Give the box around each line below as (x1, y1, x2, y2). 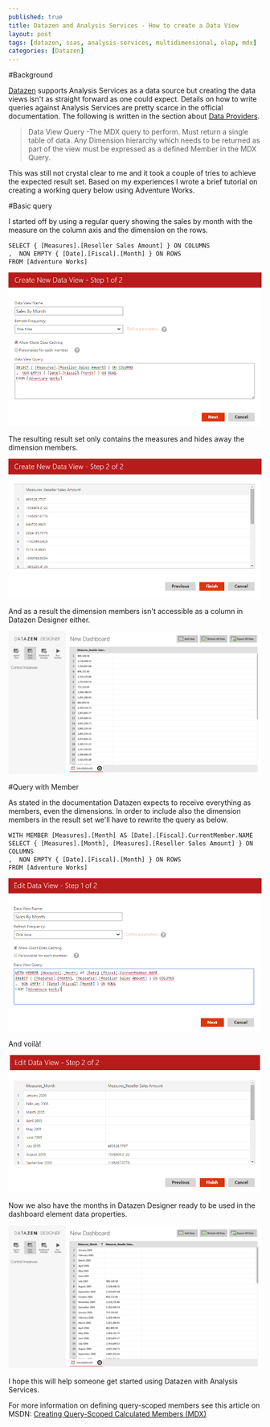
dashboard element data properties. (8, 1209, 128, 1219)
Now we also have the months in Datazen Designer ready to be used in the (8, 1201, 256, 1210)
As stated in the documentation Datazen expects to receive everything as (8, 798, 252, 807)
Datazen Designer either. (8, 615, 91, 624)
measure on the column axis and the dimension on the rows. (8, 226, 208, 235)
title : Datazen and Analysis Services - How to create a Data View (8, 21, 239, 30)
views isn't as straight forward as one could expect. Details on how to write (8, 94, 257, 104)
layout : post (8, 30, 52, 38)
